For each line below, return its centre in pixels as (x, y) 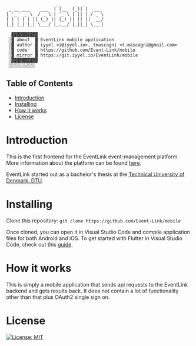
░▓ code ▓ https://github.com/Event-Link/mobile (72, 50)
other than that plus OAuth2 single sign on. (58, 297)
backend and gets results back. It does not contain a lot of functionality (92, 291)
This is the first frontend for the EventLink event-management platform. (93, 157)
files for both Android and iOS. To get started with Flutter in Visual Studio (94, 238)
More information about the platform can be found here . (74, 162)
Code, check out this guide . (40, 244)
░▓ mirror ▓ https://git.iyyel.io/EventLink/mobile (73, 55)
